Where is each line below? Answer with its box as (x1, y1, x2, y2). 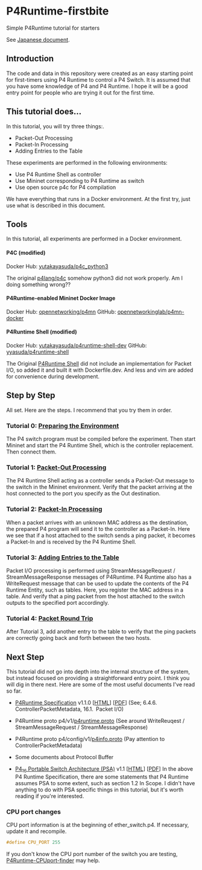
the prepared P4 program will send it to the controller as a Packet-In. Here (6, 525, 191, 532)
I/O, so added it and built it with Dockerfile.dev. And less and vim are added (6, 366, 194, 374)
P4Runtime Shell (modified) (6, 328, 77, 335)
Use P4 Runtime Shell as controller (14, 171, 101, 178)
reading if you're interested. (14, 792, 84, 800)
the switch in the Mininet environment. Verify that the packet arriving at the (6, 483, 192, 491)
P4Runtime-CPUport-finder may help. (6, 857, 101, 864)
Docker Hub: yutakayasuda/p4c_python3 (6, 262, 109, 270)
